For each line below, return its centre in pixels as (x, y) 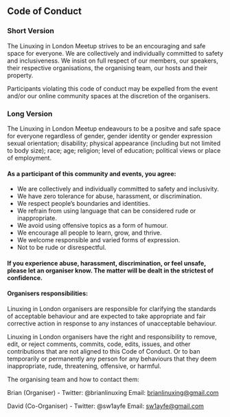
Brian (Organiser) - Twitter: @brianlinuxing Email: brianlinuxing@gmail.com (113, 392)
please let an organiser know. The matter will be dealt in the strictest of (111, 270)
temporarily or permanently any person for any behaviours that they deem (112, 359)
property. (20, 75)
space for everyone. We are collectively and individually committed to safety (115, 53)
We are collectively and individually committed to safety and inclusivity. (118, 189)
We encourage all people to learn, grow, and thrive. (89, 233)
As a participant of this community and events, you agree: (92, 173)
